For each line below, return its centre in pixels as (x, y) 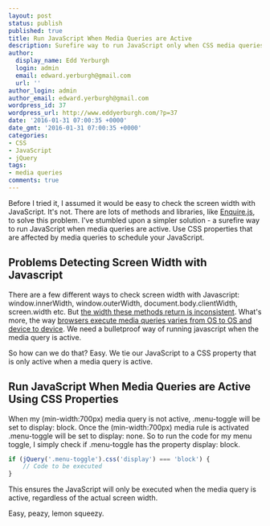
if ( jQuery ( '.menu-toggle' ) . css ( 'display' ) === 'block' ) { (109, 459)
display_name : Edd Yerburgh (63, 61)
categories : (28, 135)
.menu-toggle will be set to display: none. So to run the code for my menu (130, 436)
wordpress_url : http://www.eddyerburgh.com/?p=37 (93, 113)
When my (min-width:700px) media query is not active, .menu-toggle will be (135, 418)
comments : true (34, 181)
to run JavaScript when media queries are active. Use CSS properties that (131, 228)
